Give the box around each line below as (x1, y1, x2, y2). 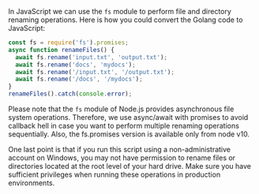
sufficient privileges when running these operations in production (8, 170, 221, 179)
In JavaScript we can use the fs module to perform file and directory (8, 7, 231, 16)
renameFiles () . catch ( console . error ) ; (8, 90, 133, 98)
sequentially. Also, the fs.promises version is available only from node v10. (8, 129, 250, 139)
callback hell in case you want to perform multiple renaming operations (8, 121, 239, 130)
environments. (8, 178, 55, 188)
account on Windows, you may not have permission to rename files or (8, 153, 235, 162)
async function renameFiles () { (8, 46, 114, 54)
